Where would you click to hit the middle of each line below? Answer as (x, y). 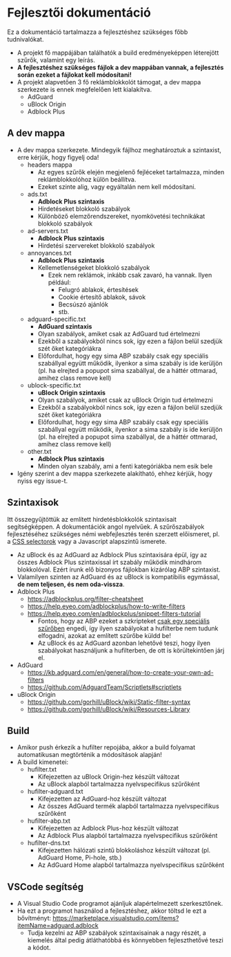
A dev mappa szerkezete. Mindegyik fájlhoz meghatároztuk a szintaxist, (119, 149)
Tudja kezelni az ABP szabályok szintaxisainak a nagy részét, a (117, 933)
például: (59, 282)
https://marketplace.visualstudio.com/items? (116, 918)
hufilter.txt (42, 769)
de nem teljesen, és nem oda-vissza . (71, 584)
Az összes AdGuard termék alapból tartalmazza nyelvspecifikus (128, 806)
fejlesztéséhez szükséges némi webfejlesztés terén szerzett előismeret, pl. (113, 534)
